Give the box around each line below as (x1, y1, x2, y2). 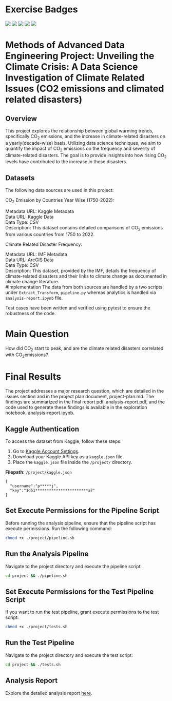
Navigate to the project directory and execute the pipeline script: (5, 563, 142, 569)
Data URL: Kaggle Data (5, 213, 54, 220)
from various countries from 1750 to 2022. (5, 231, 95, 237)
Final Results (5, 371, 62, 383)
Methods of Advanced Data (5, 40, 125, 51)
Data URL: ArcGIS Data (5, 257, 54, 263)
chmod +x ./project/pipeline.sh (5, 535, 74, 540)
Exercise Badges (5, 4, 78, 15)
